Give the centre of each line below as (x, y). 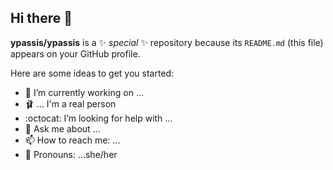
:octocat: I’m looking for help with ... (98, 118)
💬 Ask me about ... (62, 128)
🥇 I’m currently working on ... (84, 92)
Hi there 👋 (41, 18)
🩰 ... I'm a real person (70, 103)
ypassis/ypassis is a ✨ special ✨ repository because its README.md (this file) (167, 42)
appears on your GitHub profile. (75, 53)
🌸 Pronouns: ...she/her (71, 154)
